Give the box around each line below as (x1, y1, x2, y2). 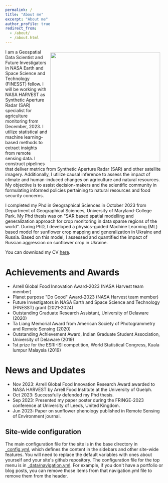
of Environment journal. (12, 413, 61, 419)
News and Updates (5, 365, 86, 376)
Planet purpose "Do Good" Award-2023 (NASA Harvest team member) (12, 294, 159, 300)
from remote (5, 150, 31, 156)
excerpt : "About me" (5, 17, 49, 22)
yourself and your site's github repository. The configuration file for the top (5, 456, 160, 463)
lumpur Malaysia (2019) (12, 347, 61, 353)
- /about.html (10, 36, 39, 41)
